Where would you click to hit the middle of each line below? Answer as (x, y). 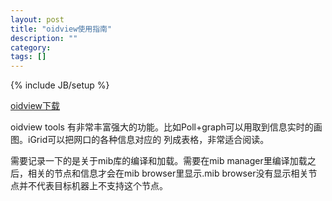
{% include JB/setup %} (60, 85)
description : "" (44, 38)
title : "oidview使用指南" (61, 29)
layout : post (37, 19)
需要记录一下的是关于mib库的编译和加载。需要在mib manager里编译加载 (159, 161)
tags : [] (28, 57)
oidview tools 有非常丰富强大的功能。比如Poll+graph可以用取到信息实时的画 (166, 127)
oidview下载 (35, 106)
